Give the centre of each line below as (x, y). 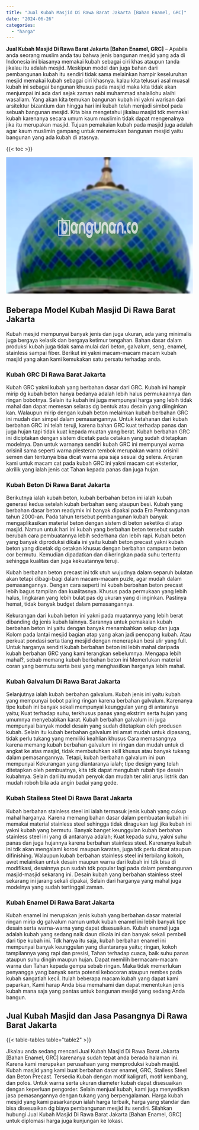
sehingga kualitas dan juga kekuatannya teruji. (63, 561)
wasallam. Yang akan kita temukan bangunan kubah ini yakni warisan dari (96, 100)
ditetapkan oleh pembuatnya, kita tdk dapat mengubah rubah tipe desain (95, 770)
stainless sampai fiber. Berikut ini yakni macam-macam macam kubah (91, 352)
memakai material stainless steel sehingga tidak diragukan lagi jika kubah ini (99, 824)
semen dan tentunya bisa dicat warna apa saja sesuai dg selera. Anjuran (94, 457)
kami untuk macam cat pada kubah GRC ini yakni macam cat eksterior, (92, 463)
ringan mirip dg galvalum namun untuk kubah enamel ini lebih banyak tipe (96, 922)
